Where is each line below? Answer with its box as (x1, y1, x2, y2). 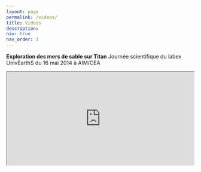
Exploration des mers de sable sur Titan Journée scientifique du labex (6, 53, 182, 60)
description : (6, 25, 39, 32)
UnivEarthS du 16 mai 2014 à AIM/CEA (6, 59, 100, 66)
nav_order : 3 (6, 36, 39, 42)
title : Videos (6, 20, 42, 26)
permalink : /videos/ (6, 14, 58, 20)
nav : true (6, 31, 31, 37)
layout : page (6, 8, 39, 15)
